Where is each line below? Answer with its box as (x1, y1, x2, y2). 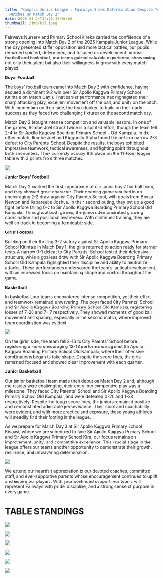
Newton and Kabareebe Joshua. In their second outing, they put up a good (5, 199, 154, 205)
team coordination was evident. (5, 320, 68, 326)
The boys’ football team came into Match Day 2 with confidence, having (5, 84, 149, 90)
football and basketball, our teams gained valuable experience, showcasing (5, 55, 156, 61)
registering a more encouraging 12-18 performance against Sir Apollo (5, 344, 143, 349)
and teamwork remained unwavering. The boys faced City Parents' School (5, 299, 154, 305)
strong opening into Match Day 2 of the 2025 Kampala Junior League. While (5, 39, 157, 45)
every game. (5, 489, 30, 495)
